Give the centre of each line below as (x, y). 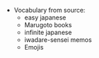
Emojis (34, 47)
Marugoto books (48, 25)
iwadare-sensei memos (58, 40)
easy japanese (45, 17)
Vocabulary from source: (49, 10)
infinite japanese (48, 32)
